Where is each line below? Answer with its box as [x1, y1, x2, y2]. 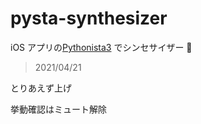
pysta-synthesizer [10, 7, 168, 30]
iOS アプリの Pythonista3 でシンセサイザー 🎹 [10, 41, 193, 53]
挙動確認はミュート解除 [10, 103, 107, 115]
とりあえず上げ [10, 82, 72, 94]
